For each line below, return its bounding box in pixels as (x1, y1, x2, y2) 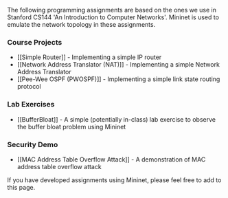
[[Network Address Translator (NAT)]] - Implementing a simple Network (16, 60, 220, 69)
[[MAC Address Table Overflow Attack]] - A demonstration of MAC (16, 155, 206, 164)
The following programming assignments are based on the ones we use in (7, 6, 217, 14)
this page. (7, 183, 36, 191)
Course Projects (7, 37, 62, 47)
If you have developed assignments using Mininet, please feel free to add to (7, 175, 222, 184)
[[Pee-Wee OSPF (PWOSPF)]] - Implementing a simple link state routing (16, 75, 220, 83)
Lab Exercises (7, 100, 55, 109)
